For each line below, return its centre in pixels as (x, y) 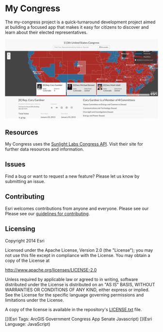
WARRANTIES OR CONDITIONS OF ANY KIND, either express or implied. (77, 290)
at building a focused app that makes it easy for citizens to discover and (77, 27)
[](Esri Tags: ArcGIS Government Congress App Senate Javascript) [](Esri (79, 319)
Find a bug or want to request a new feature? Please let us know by (72, 176)
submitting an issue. (25, 181)
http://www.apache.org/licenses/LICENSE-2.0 (51, 270)
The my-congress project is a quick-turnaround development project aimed (80, 22)
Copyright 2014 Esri (25, 240)
